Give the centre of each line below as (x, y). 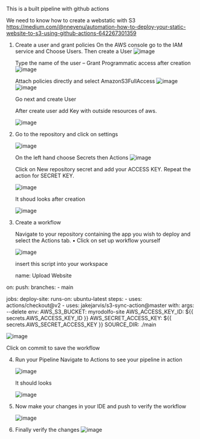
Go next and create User (46, 99)
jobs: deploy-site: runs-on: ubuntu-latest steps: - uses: (74, 299)
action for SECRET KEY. (44, 175)
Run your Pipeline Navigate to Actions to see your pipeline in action (98, 359)
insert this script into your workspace (61, 264)
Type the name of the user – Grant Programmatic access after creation (103, 63)
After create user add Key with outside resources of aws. (86, 111)
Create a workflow (38, 222)
